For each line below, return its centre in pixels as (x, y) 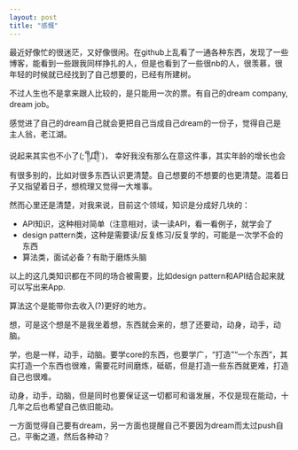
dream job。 (32, 104)
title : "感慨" (34, 26)
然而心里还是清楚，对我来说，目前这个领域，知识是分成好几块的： (129, 205)
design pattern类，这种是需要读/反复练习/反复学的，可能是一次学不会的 (153, 235)
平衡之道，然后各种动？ (67, 436)
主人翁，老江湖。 (40, 134)
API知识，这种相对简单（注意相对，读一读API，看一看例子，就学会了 (147, 223)
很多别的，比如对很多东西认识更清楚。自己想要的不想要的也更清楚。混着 (149, 175)
